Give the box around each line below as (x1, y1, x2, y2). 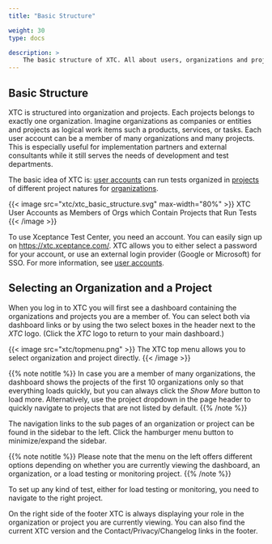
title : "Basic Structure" (8, 11, 96, 20)
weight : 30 (8, 26, 45, 35)
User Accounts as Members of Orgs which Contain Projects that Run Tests (8, 207, 257, 217)
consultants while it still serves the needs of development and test (8, 151, 229, 160)
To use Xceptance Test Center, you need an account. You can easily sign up (8, 232, 263, 241)
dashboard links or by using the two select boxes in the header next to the (8, 320, 256, 329)
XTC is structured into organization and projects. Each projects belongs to (8, 107, 255, 117)
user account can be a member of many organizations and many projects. (8, 133, 255, 142)
